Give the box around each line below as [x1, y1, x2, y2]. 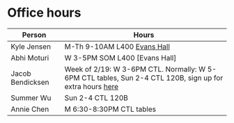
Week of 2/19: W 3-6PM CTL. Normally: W [64, 64, 206, 74]
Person [22, 30, 47, 40]
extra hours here [64, 81, 119, 91]
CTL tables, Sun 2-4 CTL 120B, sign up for [81, 73, 224, 83]
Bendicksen [10, 77, 50, 87]
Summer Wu [10, 92, 52, 102]
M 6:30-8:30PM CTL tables [64, 104, 157, 114]
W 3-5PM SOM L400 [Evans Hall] [64, 53, 177, 63]
